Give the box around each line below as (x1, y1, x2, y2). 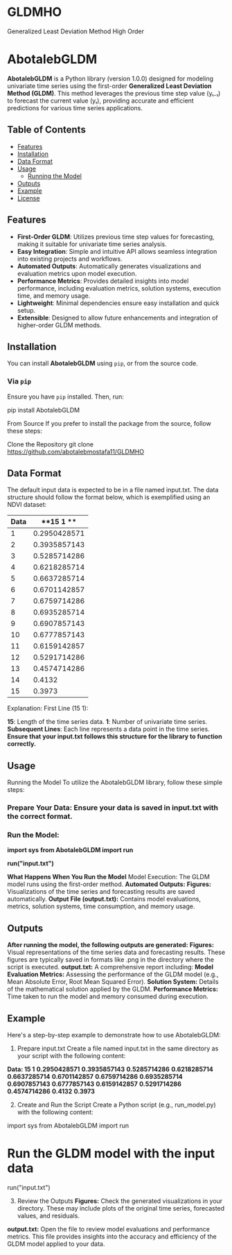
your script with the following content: (17, 1052, 126, 1060)
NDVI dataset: (7, 501, 47, 509)
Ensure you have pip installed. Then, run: (7, 392, 125, 401)
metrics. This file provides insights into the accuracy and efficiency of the (7, 1232, 217, 1241)
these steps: (7, 426, 43, 435)
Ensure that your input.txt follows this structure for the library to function (7, 732, 223, 741)
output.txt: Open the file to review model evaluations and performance (7, 1225, 210, 1234)
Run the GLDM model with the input (7, 1145, 215, 1161)
